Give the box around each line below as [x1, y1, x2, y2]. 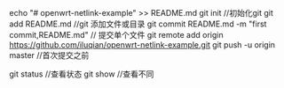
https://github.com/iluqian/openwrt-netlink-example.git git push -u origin [9, 40, 276, 50]
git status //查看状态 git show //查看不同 [9, 69, 154, 79]
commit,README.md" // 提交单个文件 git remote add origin [9, 30, 224, 40]
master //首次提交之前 [9, 50, 90, 60]
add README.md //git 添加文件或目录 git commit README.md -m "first [9, 18, 267, 29]
